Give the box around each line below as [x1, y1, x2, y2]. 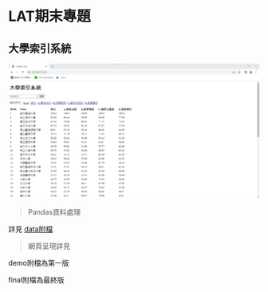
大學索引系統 [8, 41, 72, 55]
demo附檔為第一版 [8, 258, 69, 268]
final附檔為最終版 [8, 275, 65, 285]
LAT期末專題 [8, 7, 91, 26]
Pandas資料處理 [27, 207, 81, 217]
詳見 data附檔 [8, 224, 53, 234]
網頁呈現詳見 [27, 241, 70, 251]
